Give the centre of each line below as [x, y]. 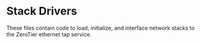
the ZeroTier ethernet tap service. [49, 34]
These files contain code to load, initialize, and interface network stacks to [100, 28]
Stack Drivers [42, 11]
